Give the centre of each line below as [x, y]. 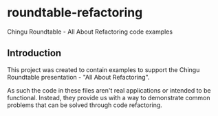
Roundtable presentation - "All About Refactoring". [78, 77]
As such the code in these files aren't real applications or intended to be [109, 90]
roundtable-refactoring [75, 13]
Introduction [34, 53]
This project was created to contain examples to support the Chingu [103, 69]
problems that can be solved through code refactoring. [85, 105]
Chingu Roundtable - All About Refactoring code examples [90, 32]
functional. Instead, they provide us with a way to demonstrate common [109, 97]
